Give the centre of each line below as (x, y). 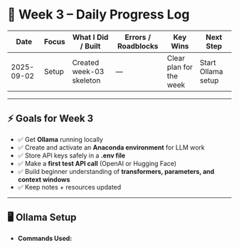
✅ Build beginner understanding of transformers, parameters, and (116, 171)
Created (86, 62)
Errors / (138, 37)
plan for (180, 67)
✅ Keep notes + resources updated (69, 187)
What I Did (90, 37)
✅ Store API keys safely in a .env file (71, 155)
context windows (44, 179)
